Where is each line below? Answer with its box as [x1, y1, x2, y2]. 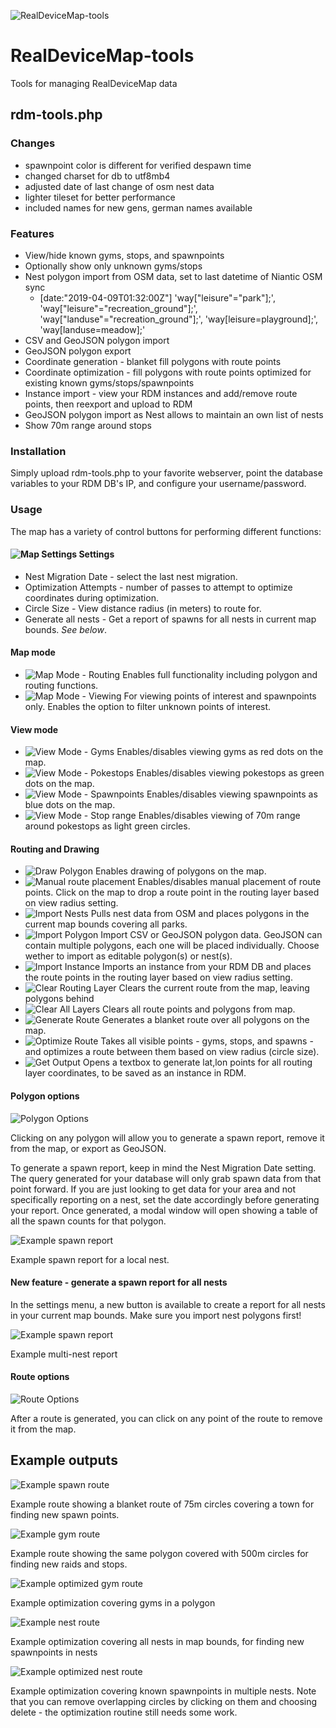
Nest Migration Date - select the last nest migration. [24, 570, 238, 582]
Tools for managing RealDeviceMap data [10, 77, 178, 89]
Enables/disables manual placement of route [137, 876, 322, 888]
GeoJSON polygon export [24, 345, 132, 357]
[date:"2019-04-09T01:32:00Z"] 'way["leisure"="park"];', [39, 291, 276, 304]
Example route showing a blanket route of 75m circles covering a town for [10, 1498, 315, 1510]
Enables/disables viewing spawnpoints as [146, 788, 318, 800]
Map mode [10, 646, 56, 659]
